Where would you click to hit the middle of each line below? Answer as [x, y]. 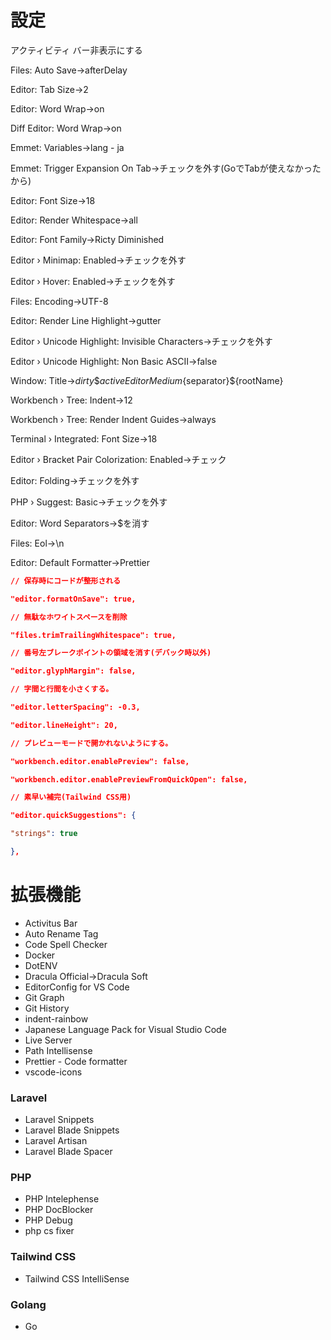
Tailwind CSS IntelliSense [77, 1278]
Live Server [48, 1040]
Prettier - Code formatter [76, 1061]
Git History [47, 1008]
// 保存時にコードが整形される [66, 581]
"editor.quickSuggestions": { [73, 816]
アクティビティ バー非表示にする [76, 50]
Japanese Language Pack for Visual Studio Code [125, 1029]
